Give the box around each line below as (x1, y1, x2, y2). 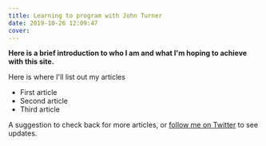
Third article (19, 105, 60, 114)
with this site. (8, 57, 54, 66)
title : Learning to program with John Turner (8, 11, 162, 20)
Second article (19, 97, 68, 106)
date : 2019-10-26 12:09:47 (8, 19, 98, 27)
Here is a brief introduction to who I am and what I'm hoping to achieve (8, 49, 248, 58)
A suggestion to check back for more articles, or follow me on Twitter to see (8, 120, 258, 130)
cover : (8, 26, 30, 34)
